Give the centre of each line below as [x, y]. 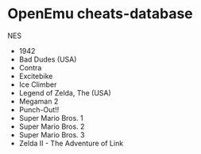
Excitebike [36, 76]
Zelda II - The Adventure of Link [71, 143]
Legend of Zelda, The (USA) [65, 92]
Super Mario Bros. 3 [52, 134]
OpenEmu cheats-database [100, 14]
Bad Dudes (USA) [48, 59]
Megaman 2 [39, 101]
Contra [30, 67]
